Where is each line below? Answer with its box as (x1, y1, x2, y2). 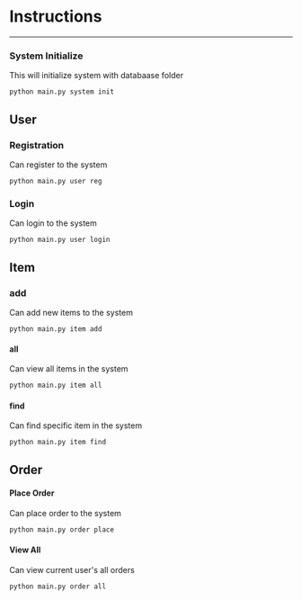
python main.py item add (9, 324, 102, 334)
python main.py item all (9, 381, 102, 390)
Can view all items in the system (9, 363, 129, 374)
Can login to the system (9, 218, 97, 228)
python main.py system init (9, 87, 115, 96)
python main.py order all (9, 582, 106, 591)
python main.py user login (9, 236, 111, 245)
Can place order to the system (9, 507, 121, 518)
